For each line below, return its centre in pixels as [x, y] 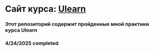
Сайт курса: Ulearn [45, 9]
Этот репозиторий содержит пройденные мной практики [77, 24]
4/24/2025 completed [32, 43]
